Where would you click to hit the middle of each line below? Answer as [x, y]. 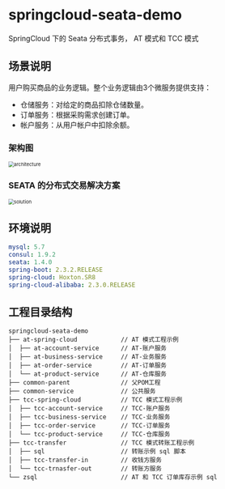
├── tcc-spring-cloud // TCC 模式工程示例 [96, 400]
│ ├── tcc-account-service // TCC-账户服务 [89, 409]
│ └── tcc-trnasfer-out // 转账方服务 [85, 469]
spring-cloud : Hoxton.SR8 [52, 277]
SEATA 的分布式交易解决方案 [64, 185]
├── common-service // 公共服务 [82, 391]
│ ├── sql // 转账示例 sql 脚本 [97, 452]
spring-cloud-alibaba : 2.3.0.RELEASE [72, 285]
